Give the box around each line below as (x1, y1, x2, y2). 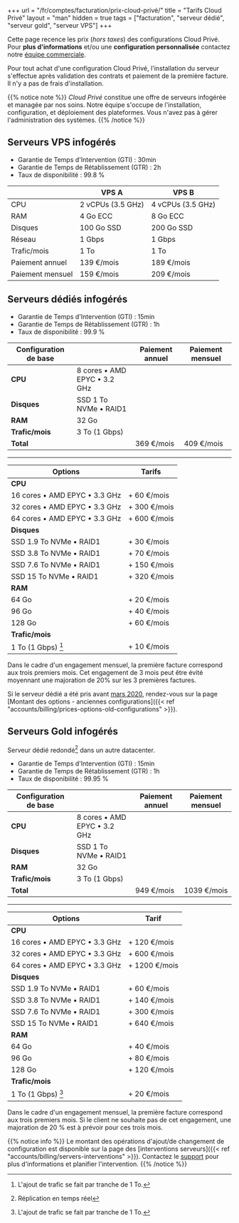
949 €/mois (134, 885, 175, 895)
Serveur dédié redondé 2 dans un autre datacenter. (7, 744, 155, 754)
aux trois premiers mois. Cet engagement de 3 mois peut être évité (7, 668, 203, 676)
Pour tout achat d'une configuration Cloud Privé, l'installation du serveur (7, 64, 219, 72)
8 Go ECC (151, 210, 184, 220)
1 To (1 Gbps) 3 (11, 1088, 64, 1100)
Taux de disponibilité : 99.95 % (17, 774, 109, 783)
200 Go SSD (151, 223, 193, 233)
